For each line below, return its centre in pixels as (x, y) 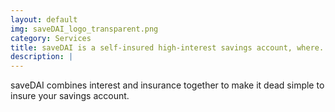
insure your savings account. (70, 96)
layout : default (44, 19)
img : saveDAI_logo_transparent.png (84, 29)
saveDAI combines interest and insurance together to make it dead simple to (167, 85)
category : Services (51, 38)
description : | (42, 57)
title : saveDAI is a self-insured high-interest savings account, (151, 47)
